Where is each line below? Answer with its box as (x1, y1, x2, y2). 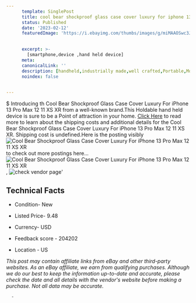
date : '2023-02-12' (21, 25, 69, 31)
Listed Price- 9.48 (14, 212, 58, 219)
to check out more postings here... (6, 150, 89, 157)
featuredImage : (21, 30, 59, 36)
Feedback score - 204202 (14, 235, 78, 242)
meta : (21, 57, 35, 63)
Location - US (14, 246, 48, 253)
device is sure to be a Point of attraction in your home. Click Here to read (6, 112, 181, 120)
